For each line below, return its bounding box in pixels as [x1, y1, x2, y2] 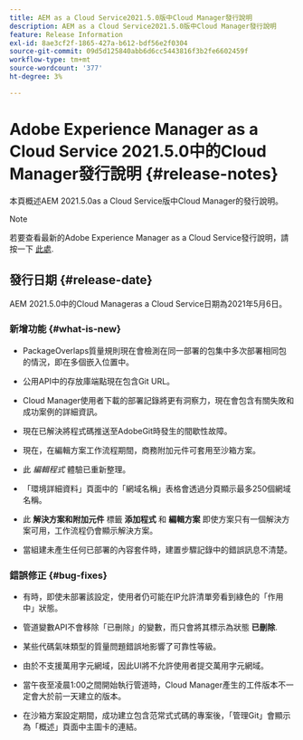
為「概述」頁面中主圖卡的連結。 [22, 721, 142, 733]
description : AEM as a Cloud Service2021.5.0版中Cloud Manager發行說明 [9, 22, 278, 31]
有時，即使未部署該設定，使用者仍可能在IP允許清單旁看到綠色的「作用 [22, 592, 284, 602]
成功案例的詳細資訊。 [22, 406, 102, 417]
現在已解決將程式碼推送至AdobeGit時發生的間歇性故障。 [22, 425, 232, 436]
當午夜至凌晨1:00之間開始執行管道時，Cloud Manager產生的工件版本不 [22, 679, 287, 690]
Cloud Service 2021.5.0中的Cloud [9, 141, 267, 161]
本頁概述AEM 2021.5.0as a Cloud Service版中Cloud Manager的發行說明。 [9, 195, 283, 206]
